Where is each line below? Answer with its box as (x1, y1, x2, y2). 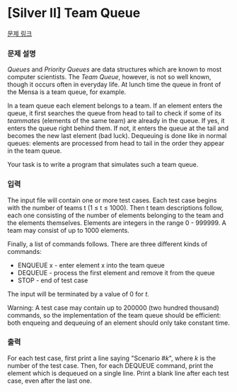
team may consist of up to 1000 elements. (7, 226, 129, 234)
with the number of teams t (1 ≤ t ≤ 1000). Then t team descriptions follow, (7, 203, 224, 212)
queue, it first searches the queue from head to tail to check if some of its (7, 109, 221, 117)
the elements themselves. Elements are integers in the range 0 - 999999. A (7, 218, 226, 227)
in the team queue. (7, 146, 62, 155)
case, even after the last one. (7, 376, 92, 385)
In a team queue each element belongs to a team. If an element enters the (7, 101, 223, 110)
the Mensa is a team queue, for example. (7, 88, 127, 96)
